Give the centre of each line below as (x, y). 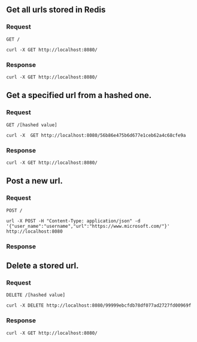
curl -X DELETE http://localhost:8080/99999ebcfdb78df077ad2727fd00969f (99, 306)
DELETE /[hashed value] (36, 295)
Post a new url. (34, 181)
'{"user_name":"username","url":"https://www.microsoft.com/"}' (88, 226)
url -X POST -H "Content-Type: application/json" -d (73, 221)
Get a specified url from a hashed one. (79, 95)
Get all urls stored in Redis (56, 10)
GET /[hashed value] (32, 125)
